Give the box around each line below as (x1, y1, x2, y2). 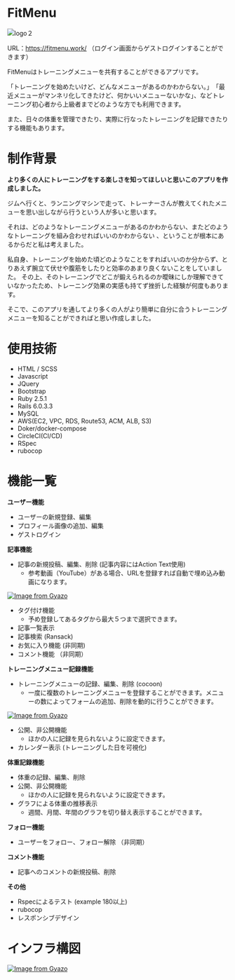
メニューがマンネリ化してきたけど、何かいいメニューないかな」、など (13, 91, 213, 100)
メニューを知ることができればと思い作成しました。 (7, 313, 155, 322)
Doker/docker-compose (17, 424, 87, 433)
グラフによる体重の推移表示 (17, 799, 98, 808)
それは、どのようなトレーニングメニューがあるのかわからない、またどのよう (7, 222, 229, 231)
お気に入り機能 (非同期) (17, 641, 86, 649)
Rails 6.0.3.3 (17, 402, 53, 410)
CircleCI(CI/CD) (17, 431, 63, 440)
